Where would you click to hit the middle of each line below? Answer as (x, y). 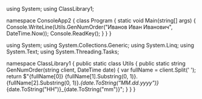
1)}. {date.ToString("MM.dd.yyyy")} (116, 83)
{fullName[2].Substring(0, (39, 83)
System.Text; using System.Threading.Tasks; (63, 52)
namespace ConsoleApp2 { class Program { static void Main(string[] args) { (101, 20)
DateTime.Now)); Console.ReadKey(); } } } (59, 33)
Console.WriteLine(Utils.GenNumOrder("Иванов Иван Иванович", (89, 27)
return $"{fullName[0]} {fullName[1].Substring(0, (67, 76)
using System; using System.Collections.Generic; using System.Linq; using (100, 45)
